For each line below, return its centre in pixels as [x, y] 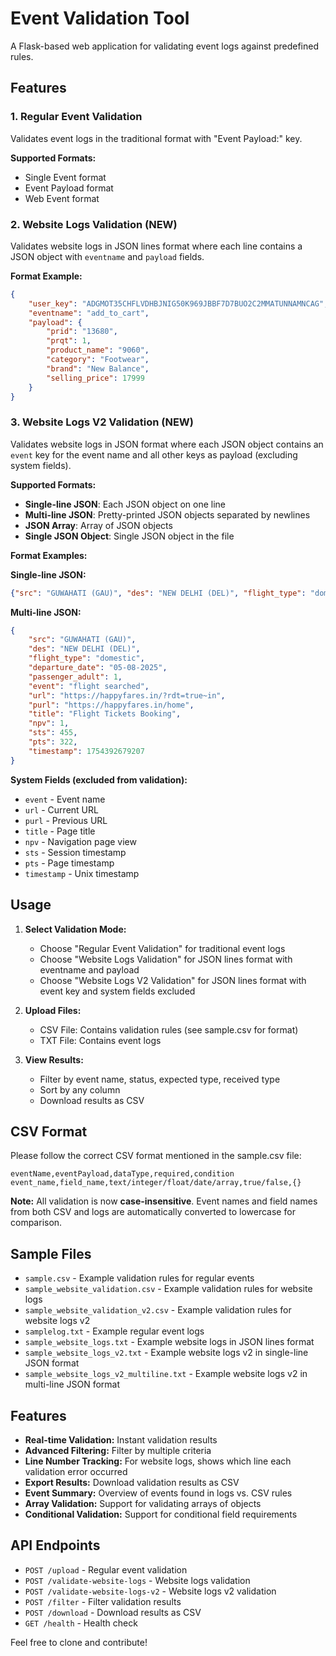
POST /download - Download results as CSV [113, 1612]
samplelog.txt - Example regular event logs [114, 1331]
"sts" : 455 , [53, 733]
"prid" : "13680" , [82, 332]
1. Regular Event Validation [76, 117]
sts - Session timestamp [75, 852]
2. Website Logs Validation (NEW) [94, 224]
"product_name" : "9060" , [98, 350]
